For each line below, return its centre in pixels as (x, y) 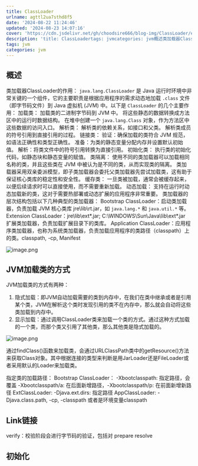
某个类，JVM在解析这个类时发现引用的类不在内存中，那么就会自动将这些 (103, 305)
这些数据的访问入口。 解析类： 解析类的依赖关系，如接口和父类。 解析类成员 (99, 127)
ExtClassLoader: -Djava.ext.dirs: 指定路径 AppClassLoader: (84, 393)
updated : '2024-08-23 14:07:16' (46, 28)
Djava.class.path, (27, 400)
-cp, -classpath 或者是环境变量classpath (98, 400)
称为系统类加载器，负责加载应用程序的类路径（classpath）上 (116, 230)
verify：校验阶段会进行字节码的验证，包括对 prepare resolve (80, 436)
